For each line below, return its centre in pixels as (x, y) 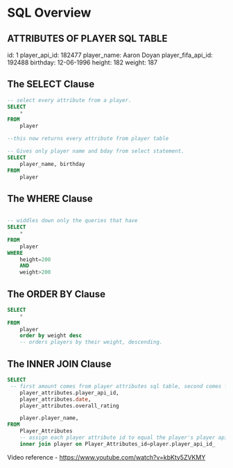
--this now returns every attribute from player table (88, 139)
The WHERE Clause (50, 198)
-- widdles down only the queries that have (72, 221)
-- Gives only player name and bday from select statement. (96, 151)
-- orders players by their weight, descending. (91, 342)
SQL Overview (49, 13)
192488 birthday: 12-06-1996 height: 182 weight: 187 (83, 62)
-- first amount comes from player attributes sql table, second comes (116, 386)
